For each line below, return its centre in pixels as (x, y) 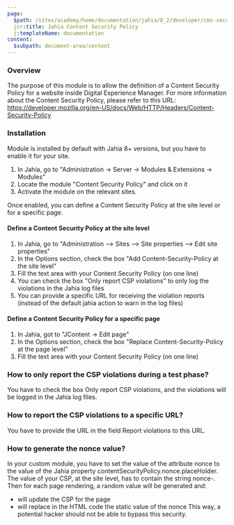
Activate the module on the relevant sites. (77, 191)
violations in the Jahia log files (61, 288)
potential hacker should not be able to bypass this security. (102, 514)
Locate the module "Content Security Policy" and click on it (102, 184)
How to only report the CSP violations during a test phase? (108, 375)
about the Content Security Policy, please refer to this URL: (92, 100)
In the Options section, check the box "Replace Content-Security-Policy (120, 342)
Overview (24, 70)
